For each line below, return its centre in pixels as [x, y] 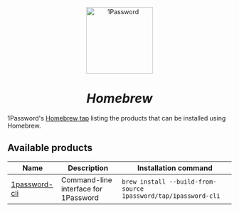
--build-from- [193, 182]
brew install [144, 182]
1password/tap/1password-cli [171, 196]
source [133, 189]
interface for [82, 189]
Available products [50, 148]
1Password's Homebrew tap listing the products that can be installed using [117, 118]
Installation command [175, 168]
